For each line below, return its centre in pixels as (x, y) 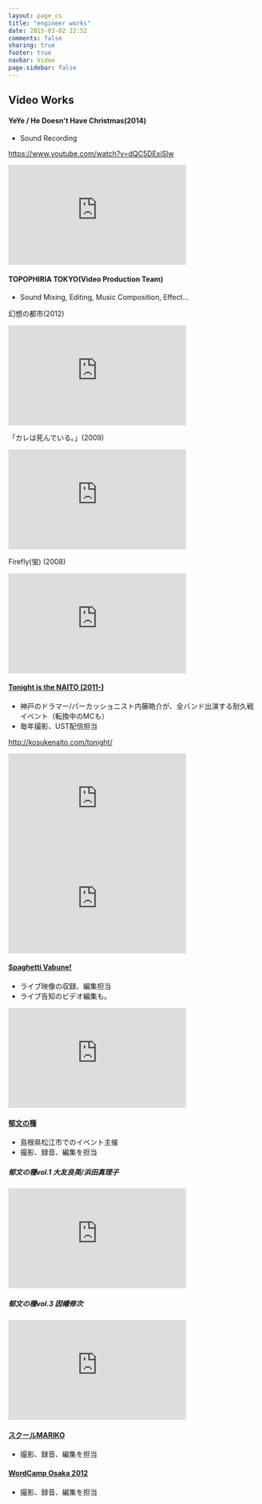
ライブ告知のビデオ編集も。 (65, 996)
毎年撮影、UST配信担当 (59, 726)
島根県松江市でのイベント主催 (69, 1142)
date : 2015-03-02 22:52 (48, 30)
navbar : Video (32, 61)
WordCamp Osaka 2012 (48, 1473)
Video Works (41, 100)
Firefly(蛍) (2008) (37, 562)
